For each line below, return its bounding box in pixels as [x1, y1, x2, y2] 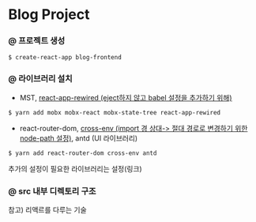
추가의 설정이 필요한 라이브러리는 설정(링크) [8, 164, 142, 173]
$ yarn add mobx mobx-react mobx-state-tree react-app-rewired [8, 108, 221, 116]
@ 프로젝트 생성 [8, 36, 66, 47]
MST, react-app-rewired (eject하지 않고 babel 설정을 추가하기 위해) [19, 92, 232, 102]
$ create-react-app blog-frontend [8, 54, 122, 62]
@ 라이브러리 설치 [8, 73, 73, 85]
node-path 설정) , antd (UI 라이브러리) [19, 133, 138, 143]
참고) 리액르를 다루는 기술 [8, 205, 87, 215]
